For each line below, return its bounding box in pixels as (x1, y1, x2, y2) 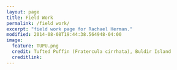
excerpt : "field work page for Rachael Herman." (6, 26, 133, 32)
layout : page (6, 9, 40, 15)
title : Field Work (6, 15, 53, 21)
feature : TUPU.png (12, 43, 59, 49)
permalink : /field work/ (6, 20, 70, 26)
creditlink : (12, 54, 43, 60)
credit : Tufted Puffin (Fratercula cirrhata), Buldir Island (12, 49, 171, 55)
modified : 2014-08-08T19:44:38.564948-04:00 (6, 32, 122, 38)
